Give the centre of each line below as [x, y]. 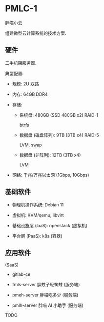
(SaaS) [12, 265]
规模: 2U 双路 [25, 83]
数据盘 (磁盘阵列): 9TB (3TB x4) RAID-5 [59, 135]
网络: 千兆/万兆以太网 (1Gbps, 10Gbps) [51, 175]
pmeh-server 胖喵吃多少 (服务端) [45, 295]
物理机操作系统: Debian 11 [38, 205]
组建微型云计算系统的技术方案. [36, 33]
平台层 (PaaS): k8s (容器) [37, 236]
